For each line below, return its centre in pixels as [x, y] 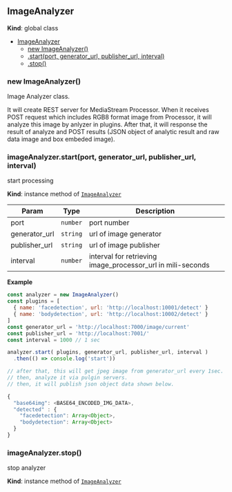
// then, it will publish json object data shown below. [91, 384]
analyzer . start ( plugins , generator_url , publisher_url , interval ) [108, 352]
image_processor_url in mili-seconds [149, 265]
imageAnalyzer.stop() [45, 453]
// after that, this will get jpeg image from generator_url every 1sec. [116, 371]
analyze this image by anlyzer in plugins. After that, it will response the [107, 124]
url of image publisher [124, 245]
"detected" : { [35, 409]
